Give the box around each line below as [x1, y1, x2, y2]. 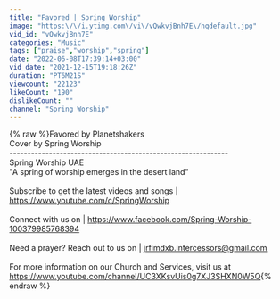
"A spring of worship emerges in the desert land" [9, 167, 189, 178]
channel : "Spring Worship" [9, 104, 110, 113]
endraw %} [9, 280, 51, 291]
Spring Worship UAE [9, 157, 85, 168]
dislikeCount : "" [9, 96, 74, 105]
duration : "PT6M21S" [9, 71, 86, 80]
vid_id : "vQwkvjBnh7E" [9, 29, 94, 38]
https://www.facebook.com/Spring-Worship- [87, 214, 252, 225]
